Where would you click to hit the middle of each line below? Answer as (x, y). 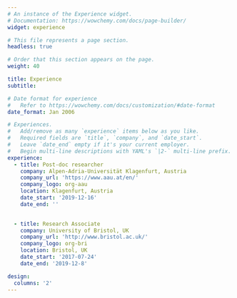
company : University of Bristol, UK (75, 230)
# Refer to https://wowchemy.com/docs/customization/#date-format (111, 105)
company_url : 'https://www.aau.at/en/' (80, 178)
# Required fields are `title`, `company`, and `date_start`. (105, 138)
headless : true (30, 47)
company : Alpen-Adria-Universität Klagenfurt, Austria (104, 171)
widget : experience (36, 27)
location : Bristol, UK (54, 250)
